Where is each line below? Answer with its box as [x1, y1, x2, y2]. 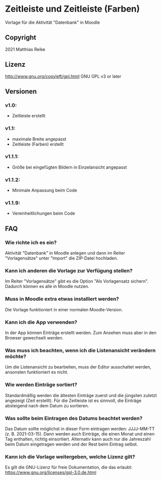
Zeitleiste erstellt [12, 113, 46, 119]
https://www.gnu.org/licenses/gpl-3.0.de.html [5, 469, 97, 476]
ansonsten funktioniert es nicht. [5, 369, 69, 375]
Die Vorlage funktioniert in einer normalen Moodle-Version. [5, 306, 123, 312]
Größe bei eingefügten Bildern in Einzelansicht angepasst [12, 164, 127, 170]
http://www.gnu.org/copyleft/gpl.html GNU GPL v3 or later [5, 73, 122, 79]
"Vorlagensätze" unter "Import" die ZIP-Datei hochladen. [5, 256, 118, 261]
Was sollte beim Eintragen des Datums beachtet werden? [5, 415, 143, 421]
